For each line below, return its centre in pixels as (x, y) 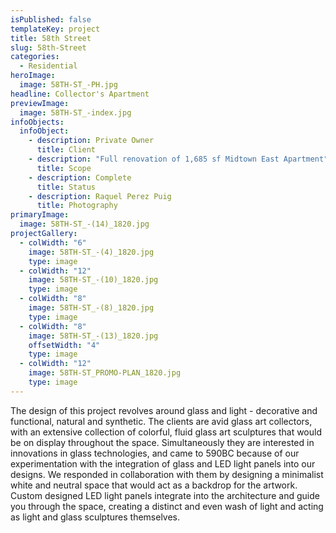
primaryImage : (40, 215)
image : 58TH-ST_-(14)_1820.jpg (84, 224)
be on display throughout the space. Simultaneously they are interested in (162, 442)
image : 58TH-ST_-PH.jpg (68, 85)
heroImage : (33, 76)
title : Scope (64, 168)
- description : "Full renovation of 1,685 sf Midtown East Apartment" (178, 159)
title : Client (66, 150)
